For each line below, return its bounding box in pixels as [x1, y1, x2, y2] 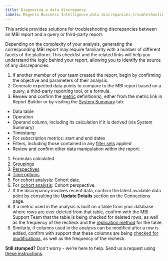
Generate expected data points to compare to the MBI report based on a [12, 82, 161, 88]
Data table [12, 108, 34, 114]
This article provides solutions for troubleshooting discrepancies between [5, 26, 157, 32]
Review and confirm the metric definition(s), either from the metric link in [12, 93, 162, 99]
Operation [12, 113, 33, 119]
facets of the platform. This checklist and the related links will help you [5, 51, 151, 58]
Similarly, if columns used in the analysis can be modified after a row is [12, 224, 159, 231]
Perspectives [12, 166, 40, 172]
